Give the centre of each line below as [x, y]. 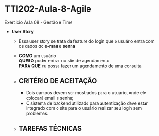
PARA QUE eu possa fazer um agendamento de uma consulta [80, 66]
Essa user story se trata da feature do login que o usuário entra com [87, 41]
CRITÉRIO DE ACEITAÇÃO [58, 81]
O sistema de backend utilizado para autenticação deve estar [87, 103]
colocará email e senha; [50, 98]
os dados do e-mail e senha [47, 46]
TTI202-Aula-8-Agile [48, 9]
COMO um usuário [37, 55]
